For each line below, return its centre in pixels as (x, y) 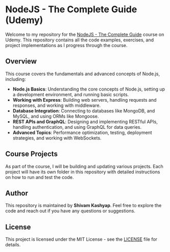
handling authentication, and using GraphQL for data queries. (77, 127)
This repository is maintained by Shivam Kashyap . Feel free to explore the (83, 205)
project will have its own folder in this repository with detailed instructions (83, 172)
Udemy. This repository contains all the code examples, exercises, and (80, 40)
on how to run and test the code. (40, 177)
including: (16, 79)
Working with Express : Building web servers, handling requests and (84, 100)
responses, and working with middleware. (57, 105)
